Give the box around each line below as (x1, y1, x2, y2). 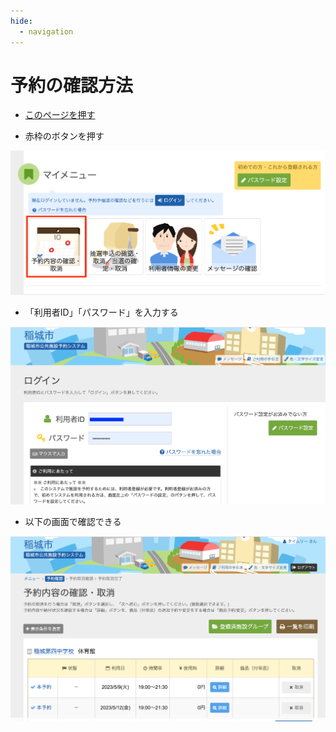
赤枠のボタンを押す (24, 130, 105, 142)
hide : (10, 16, 33, 26)
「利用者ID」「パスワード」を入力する (24, 306, 179, 319)
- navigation (19, 26, 74, 37)
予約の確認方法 (10, 74, 134, 97)
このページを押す (24, 109, 96, 121)
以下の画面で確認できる (24, 515, 122, 527)
